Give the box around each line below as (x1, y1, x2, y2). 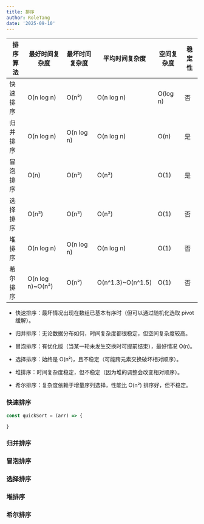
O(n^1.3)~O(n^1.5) (97, 278, 152, 287)
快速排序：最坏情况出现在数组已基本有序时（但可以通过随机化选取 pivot (15, 309, 194, 317)
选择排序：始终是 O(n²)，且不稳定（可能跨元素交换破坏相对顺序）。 (15, 356, 182, 363)
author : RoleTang (6, 15, 50, 21)
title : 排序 (6, 9, 35, 15)
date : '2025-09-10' (6, 20, 56, 26)
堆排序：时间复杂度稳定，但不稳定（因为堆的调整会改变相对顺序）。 (15, 369, 183, 376)
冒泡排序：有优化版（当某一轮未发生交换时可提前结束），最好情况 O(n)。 (15, 342, 195, 350)
